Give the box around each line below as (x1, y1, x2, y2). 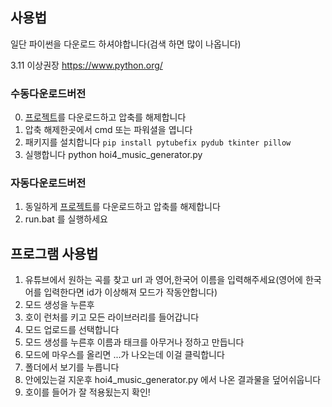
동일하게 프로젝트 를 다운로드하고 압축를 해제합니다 (24, 201, 221, 213)
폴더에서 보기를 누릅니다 (24, 361, 120, 373)
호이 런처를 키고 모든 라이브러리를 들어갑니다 (24, 311, 200, 323)
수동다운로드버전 (10, 86, 87, 100)
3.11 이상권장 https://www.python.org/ (10, 59, 163, 71)
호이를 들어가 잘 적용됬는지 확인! (24, 386, 151, 398)
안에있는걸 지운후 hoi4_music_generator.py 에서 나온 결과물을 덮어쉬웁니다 (24, 374, 322, 386)
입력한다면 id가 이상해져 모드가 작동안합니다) (43, 286, 218, 298)
